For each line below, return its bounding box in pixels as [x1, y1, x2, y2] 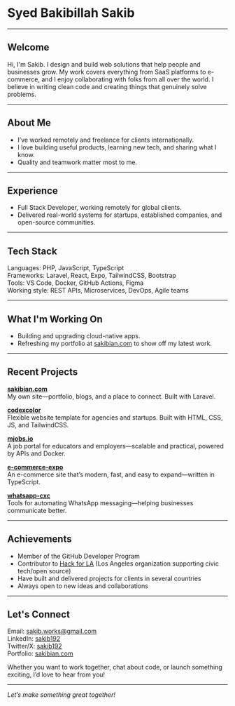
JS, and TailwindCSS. [7, 420, 69, 429]
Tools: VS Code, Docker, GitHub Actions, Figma [7, 279, 144, 287]
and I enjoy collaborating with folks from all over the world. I [41, 75, 214, 84]
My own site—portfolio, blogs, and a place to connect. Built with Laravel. [7, 392, 216, 401]
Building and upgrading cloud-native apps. [17, 332, 141, 340]
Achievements [7, 533, 72, 545]
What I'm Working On [7, 313, 103, 325]
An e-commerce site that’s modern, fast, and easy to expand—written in [7, 470, 215, 479]
